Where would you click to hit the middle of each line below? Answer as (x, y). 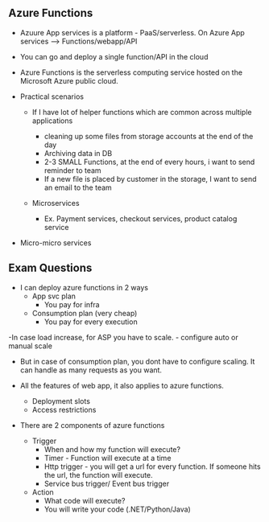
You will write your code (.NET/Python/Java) (117, 509)
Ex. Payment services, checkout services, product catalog (141, 218)
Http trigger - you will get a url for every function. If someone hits (152, 467)
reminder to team (73, 170)
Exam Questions (50, 268)
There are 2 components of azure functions (92, 425)
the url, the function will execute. (98, 475)
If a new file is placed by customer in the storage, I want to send (150, 179)
